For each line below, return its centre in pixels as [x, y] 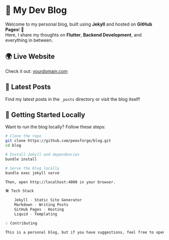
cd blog [13, 146]
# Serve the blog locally [32, 168]
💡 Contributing [21, 223]
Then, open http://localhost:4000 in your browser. [60, 182]
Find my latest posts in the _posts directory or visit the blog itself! [73, 99]
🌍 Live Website [30, 56]
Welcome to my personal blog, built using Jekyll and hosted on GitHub [79, 24]
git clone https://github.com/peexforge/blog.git [58, 141]
